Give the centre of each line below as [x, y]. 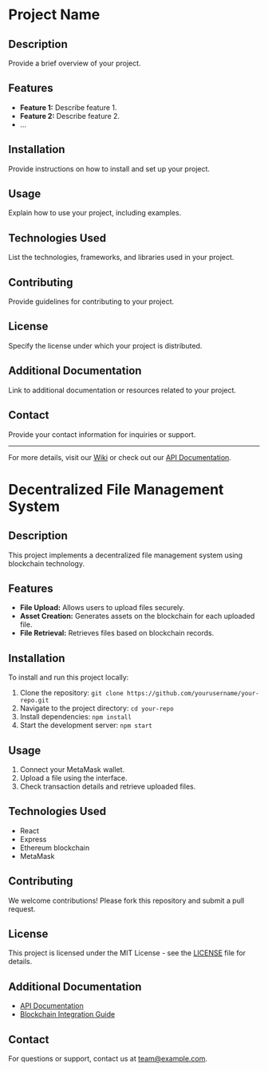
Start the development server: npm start [86, 725]
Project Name [54, 15]
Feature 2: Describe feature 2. [70, 116]
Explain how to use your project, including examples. [95, 213]
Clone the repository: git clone [71, 693]
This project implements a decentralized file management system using [126, 555]
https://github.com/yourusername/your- [193, 694]
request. [22, 909]
